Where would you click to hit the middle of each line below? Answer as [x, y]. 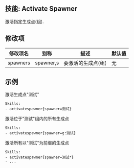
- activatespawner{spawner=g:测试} [41, 133]
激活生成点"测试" [22, 95]
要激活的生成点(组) [85, 63]
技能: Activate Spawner [41, 9]
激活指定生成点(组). [24, 22]
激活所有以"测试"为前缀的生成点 [37, 143]
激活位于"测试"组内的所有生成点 [37, 119]
